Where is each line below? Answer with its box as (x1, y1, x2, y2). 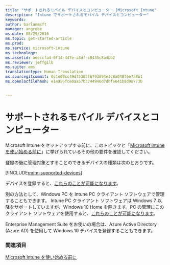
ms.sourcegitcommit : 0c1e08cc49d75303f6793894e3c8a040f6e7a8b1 (5, 74, 143, 79)
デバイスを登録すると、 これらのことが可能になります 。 (5, 180, 121, 186)
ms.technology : (5, 50, 38, 55)
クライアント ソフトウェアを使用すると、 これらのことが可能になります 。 (5, 210, 158, 216)
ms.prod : (5, 41, 24, 46)
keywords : (5, 17, 27, 22)
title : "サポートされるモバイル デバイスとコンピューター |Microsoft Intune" (5, 7, 157, 13)
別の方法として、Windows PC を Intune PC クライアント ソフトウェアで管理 (5, 191, 165, 197)
